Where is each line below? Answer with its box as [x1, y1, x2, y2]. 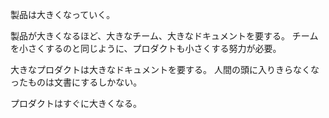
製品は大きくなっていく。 [10, 9, 116, 20]
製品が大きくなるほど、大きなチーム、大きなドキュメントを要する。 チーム [10, 30, 319, 42]
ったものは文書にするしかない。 [10, 76, 143, 88]
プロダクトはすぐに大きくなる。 [10, 98, 142, 109]
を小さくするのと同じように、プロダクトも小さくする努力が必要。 [10, 43, 282, 54]
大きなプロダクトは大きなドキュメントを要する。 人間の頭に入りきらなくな [10, 64, 320, 75]
